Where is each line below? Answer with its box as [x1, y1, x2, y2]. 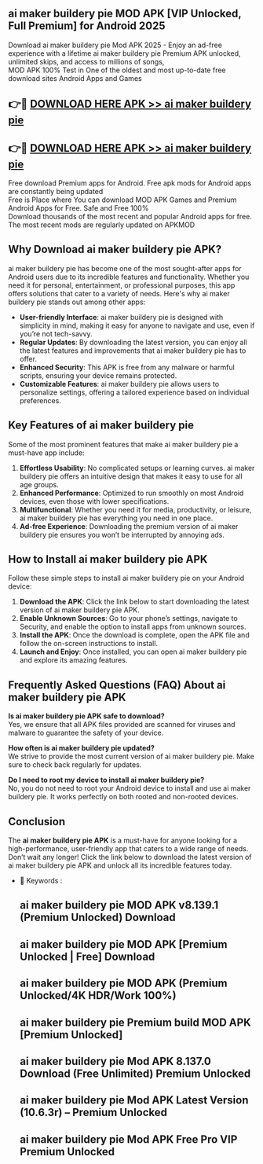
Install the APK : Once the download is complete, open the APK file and [19, 630, 250, 640]
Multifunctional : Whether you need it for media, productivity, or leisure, [19, 505, 252, 514]
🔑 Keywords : [19, 876, 63, 886]
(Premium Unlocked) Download [19, 911, 176, 924]
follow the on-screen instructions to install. [19, 639, 159, 648]
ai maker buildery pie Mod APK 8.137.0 [19, 1055, 212, 1068]
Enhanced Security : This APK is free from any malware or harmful [19, 362, 236, 372]
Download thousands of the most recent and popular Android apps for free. [8, 212, 253, 222]
